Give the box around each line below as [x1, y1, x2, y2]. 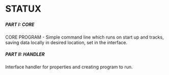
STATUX [5, 3, 42, 15]
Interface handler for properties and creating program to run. [5, 64, 133, 70]
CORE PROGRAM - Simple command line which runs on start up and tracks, [5, 34, 164, 40]
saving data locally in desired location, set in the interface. [5, 39, 128, 46]
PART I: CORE [5, 21, 35, 27]
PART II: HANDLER [5, 51, 45, 57]
